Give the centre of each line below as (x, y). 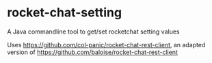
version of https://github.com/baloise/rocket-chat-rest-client (92, 52)
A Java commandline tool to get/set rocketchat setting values (93, 32)
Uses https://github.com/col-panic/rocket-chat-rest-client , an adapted (106, 45)
